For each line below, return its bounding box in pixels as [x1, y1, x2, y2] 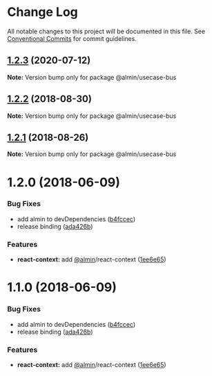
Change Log [7, 4, 78, 20]
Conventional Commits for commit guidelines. [7, 34, 137, 42]
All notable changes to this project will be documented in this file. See [7, 27, 206, 35]
